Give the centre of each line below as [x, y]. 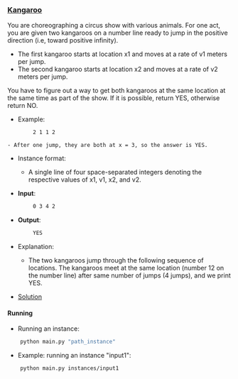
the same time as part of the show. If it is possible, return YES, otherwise [114, 98]
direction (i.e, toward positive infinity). [63, 40]
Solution [30, 297]
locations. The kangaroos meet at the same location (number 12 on [126, 268]
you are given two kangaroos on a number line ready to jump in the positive [118, 33]
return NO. [23, 106]
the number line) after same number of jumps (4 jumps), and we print [129, 275]
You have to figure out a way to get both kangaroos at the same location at [117, 91]
